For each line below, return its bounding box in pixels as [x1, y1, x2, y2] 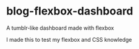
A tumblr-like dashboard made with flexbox [6, 24, 114, 31]
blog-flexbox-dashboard [6, 4, 134, 18]
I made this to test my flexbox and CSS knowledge [6, 36, 132, 43]
